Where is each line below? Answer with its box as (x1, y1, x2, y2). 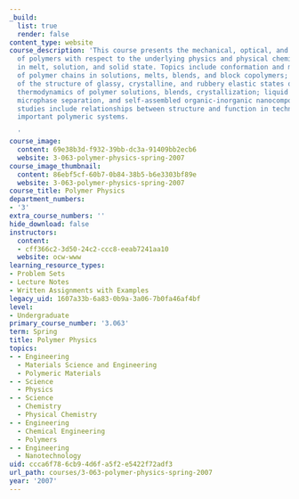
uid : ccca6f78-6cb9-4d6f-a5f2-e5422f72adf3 (9, 460, 174, 469)
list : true (17, 21, 58, 30)
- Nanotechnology (17, 452, 82, 461)
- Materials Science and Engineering (17, 360, 158, 370)
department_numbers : (9, 195, 86, 204)
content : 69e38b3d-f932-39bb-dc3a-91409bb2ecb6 (17, 145, 198, 154)
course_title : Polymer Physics (9, 186, 125, 196)
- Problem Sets (9, 269, 66, 279)
